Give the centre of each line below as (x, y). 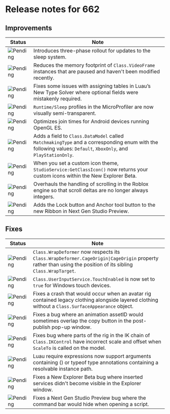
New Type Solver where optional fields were (86, 92)
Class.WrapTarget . (54, 270)
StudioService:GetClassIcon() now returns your (91, 169)
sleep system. (50, 57)
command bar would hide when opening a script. (91, 404)
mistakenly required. (58, 99)
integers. (44, 197)
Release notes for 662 (52, 9)
